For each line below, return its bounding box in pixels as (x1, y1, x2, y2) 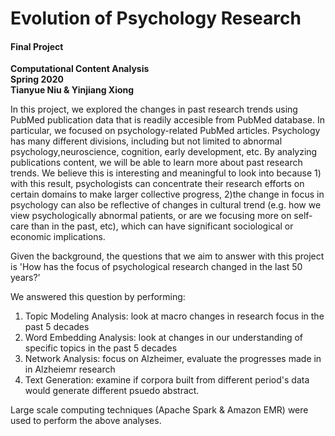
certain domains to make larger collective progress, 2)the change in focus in (10, 188, 325, 201)
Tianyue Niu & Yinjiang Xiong (10, 84, 135, 96)
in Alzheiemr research (24, 363, 116, 376)
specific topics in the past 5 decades (24, 342, 178, 354)
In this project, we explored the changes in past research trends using (10, 103, 298, 116)
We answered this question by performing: (10, 291, 186, 303)
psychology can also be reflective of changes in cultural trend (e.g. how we (10, 199, 322, 211)
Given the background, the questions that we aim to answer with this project (10, 250, 325, 262)
